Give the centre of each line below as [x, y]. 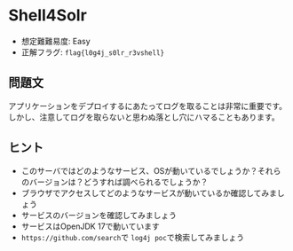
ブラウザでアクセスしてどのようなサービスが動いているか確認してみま [149, 192]
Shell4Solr [48, 16]
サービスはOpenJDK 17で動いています [91, 226]
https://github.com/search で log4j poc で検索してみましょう [133, 237]
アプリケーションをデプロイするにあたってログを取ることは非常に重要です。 [148, 106]
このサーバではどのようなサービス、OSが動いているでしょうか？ [139, 170]
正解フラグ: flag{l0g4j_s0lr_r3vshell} [93, 52]
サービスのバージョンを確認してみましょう [99, 215]
